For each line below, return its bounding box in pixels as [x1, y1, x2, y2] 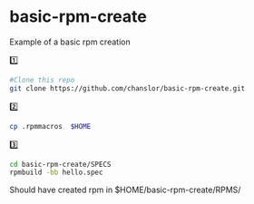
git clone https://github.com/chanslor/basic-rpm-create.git [9, 83, 246, 92]
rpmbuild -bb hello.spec [9, 168, 103, 178]
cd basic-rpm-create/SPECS [9, 160, 112, 169]
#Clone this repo [9, 75, 75, 84]
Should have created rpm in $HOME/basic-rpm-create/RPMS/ [9, 184, 241, 196]
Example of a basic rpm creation [9, 36, 131, 47]
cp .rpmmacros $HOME [9, 121, 92, 131]
